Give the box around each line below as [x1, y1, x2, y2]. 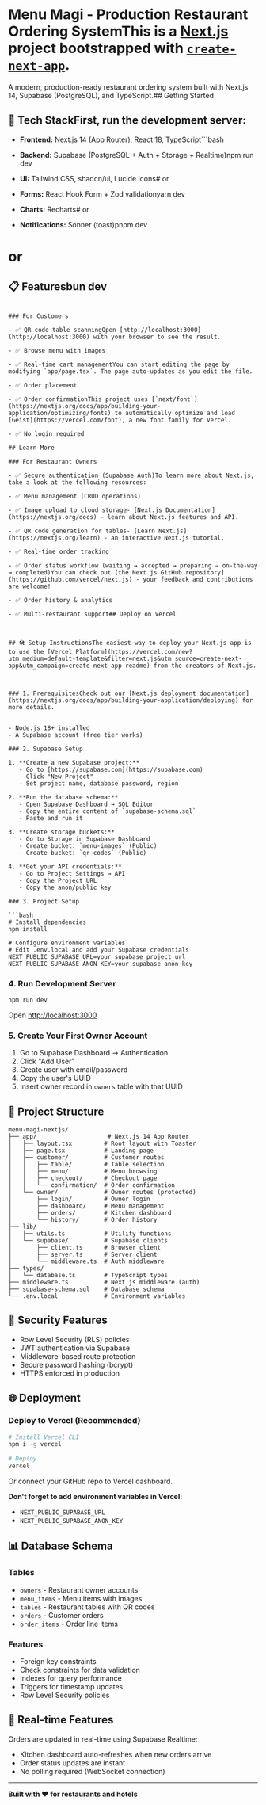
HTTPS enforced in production [19, 1368, 120, 1378]
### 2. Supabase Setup [8, 745, 83, 753]
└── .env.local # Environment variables [8, 1292, 186, 1300]
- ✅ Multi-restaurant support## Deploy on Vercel [8, 610, 177, 618]
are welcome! [8, 582, 51, 590]
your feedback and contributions [142, 575, 253, 583]
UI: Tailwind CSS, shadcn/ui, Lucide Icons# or [19, 174, 169, 183]
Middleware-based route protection [19, 1351, 136, 1360]
